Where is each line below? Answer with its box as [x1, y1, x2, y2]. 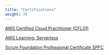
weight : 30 [5, 12, 28, 17]
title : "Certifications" [5, 7, 56, 12]
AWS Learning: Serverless [5, 35, 58, 41]
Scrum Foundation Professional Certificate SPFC [5, 44, 104, 50]
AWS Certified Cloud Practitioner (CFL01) [5, 25, 89, 31]
